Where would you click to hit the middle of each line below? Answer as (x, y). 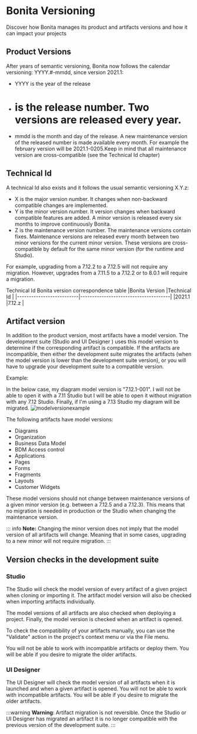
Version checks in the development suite (82, 559)
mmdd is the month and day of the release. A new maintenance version (101, 136)
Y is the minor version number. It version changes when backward (95, 211)
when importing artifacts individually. (51, 601)
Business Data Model (40, 443)
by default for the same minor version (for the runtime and (113, 249)
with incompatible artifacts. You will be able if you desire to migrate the (92, 695)
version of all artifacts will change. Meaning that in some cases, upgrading (96, 535)
